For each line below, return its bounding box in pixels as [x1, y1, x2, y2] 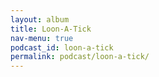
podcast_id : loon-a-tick [10, 42, 114, 53]
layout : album [10, 14, 70, 25]
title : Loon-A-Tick [10, 24, 92, 34]
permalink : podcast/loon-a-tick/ [10, 52, 150, 62]
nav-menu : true [10, 33, 74, 43]
